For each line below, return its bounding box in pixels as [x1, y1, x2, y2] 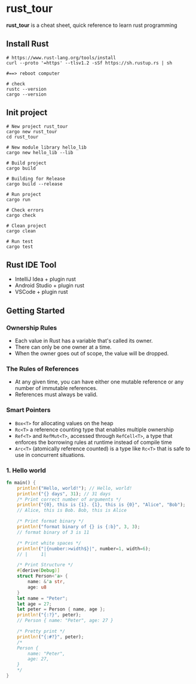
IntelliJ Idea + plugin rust [14, 275, 76, 283]
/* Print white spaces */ [17, 540, 82, 546]
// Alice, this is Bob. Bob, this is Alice [17, 507, 127, 514]
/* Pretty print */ [17, 628, 66, 634]
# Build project [6, 160, 47, 166]
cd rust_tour [6, 134, 39, 140]
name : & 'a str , [27, 579, 66, 585]
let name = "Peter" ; [17, 595, 68, 602]
